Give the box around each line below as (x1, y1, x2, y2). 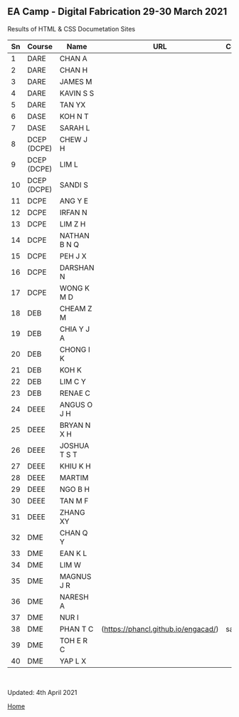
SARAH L (59, 122, 90, 132)
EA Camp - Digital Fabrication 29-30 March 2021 (7, 6, 228, 18)
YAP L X (59, 656, 87, 666)
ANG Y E (59, 196, 89, 206)
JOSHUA (59, 441, 90, 451)
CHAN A (59, 53, 87, 63)
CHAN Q (59, 528, 88, 538)
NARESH (59, 592, 89, 602)
